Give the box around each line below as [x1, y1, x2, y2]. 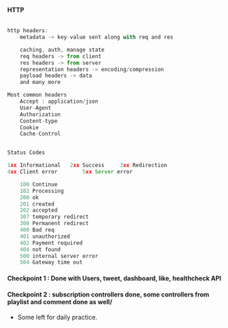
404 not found [20, 245, 61, 253]
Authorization [20, 110, 61, 118]
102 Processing [20, 187, 64, 194]
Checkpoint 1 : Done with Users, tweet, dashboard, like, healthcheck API [7, 273, 222, 283]
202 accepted [20, 207, 58, 214]
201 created [20, 200, 55, 208]
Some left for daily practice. [17, 313, 98, 322]
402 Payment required [20, 239, 83, 246]
